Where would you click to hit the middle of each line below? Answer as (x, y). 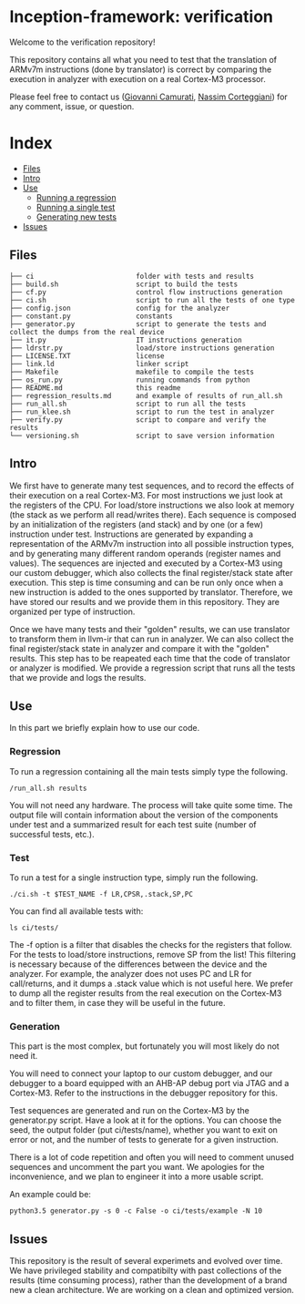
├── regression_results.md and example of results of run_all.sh (146, 395)
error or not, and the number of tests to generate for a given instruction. (144, 1140)
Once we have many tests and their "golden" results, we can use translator (150, 629)
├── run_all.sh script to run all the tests (128, 404)
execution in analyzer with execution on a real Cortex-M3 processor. (137, 78)
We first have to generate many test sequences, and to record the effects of (152, 486)
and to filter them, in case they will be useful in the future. (117, 1002)
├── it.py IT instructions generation (126, 340)
